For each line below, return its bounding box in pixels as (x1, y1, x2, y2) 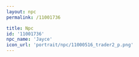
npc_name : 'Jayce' (6, 37, 53, 43)
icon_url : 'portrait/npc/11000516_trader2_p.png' (6, 42, 134, 48)
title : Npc (6, 25, 34, 31)
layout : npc (6, 8, 36, 15)
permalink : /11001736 (6, 14, 61, 20)
